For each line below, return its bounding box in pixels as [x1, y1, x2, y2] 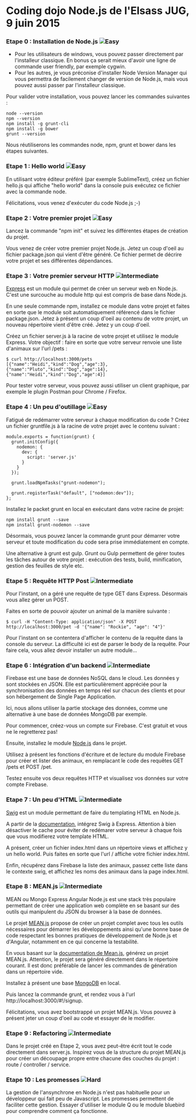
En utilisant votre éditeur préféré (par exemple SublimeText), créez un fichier [6, 176, 190, 183]
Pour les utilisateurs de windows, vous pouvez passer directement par [14, 51, 184, 58]
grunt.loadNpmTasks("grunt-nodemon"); [11, 480, 106, 486]
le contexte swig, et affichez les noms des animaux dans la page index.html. [6, 868, 189, 875]
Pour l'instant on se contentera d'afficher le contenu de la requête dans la [6, 634, 183, 641]
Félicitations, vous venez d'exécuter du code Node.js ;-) [6, 199, 141, 206]
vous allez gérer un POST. [6, 596, 69, 603]
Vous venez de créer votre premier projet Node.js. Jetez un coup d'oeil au [6, 245, 184, 252]
